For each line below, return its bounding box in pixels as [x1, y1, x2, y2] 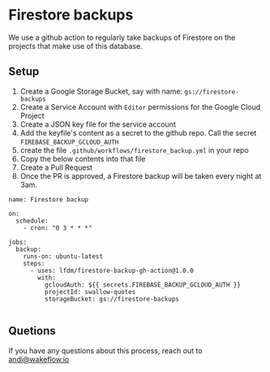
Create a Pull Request [19, 162, 93, 172]
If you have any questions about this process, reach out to [8, 345, 203, 355]
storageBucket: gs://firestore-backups [44, 295, 180, 303]
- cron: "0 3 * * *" [23, 223, 92, 232]
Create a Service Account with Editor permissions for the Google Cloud [19, 102, 261, 111]
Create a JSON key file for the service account [19, 119, 176, 129]
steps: [23, 259, 45, 267]
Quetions [8, 324, 56, 338]
